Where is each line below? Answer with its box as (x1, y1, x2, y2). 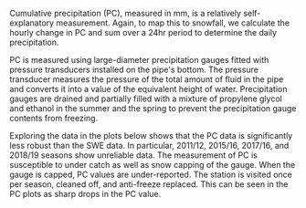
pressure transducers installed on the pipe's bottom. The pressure (9, 64, 259, 75)
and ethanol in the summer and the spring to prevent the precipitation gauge (9, 103, 297, 113)
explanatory (9, 17, 55, 28)
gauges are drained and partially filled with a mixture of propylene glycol (9, 93, 283, 104)
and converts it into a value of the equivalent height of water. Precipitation (9, 84, 288, 94)
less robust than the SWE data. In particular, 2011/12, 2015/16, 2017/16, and (9, 140, 290, 151)
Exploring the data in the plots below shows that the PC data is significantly (9, 130, 293, 140)
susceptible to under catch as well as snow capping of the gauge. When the (9, 160, 296, 170)
